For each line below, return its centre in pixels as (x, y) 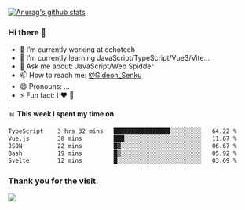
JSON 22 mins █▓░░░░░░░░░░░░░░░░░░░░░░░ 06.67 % (122, 146)
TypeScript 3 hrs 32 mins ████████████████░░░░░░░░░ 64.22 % (122, 131)
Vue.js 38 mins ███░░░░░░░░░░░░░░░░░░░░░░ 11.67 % (122, 139)
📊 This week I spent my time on (61, 114)
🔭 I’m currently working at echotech (77, 50)
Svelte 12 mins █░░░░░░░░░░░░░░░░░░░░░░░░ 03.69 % (122, 160)
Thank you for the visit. (53, 181)
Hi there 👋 (27, 32)
